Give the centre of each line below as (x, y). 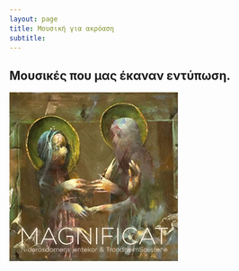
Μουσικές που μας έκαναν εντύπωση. (120, 75)
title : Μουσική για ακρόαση (62, 28)
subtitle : (28, 38)
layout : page (34, 19)
